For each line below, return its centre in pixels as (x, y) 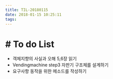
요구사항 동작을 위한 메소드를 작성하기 (49, 71)
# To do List (30, 44)
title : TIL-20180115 (27, 10)
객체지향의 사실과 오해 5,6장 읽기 (44, 59)
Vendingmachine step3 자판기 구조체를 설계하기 (61, 65)
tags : (11, 19)
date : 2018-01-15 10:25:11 (33, 15)
